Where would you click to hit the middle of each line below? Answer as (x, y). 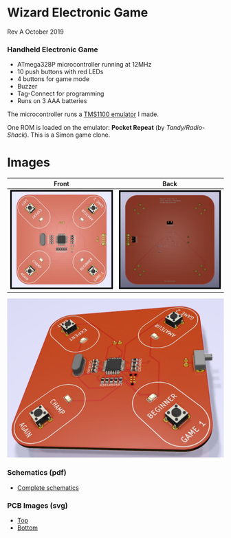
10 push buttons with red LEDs (60, 72)
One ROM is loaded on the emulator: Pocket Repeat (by (86, 128)
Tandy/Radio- (185, 128)
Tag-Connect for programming (60, 93)
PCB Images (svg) (37, 505)
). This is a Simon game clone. (68, 135)
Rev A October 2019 (35, 32)
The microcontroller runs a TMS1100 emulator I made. (83, 114)
